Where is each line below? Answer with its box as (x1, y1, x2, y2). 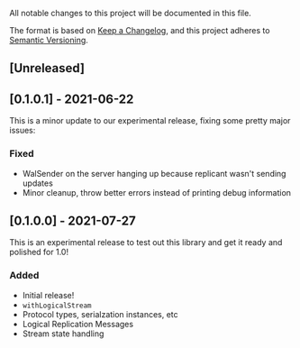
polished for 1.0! (9, 247, 69, 258)
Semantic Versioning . (9, 35, 88, 45)
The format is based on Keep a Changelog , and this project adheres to (9, 25, 270, 35)
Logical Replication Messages (22, 318, 133, 329)
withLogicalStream (22, 301, 92, 310)
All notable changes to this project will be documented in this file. (9, 8, 252, 18)
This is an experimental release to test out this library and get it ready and (9, 237, 283, 248)
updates (22, 178, 54, 188)
